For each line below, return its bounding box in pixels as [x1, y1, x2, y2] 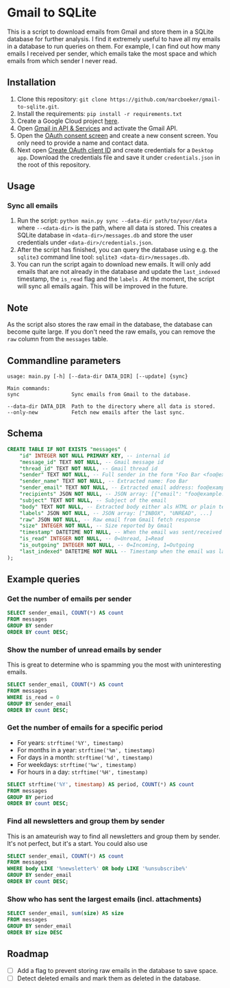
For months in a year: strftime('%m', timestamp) [16, 746, 155, 754]
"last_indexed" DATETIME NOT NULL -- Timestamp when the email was [19, 548, 216, 555]
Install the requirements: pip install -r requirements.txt [16, 109, 183, 117]
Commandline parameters [7, 355, 121, 367]
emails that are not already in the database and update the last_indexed [16, 268, 220, 276]
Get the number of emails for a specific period [7, 723, 163, 733]
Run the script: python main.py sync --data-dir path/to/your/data [16, 216, 207, 225]
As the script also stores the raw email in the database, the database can [7, 321, 213, 329]
